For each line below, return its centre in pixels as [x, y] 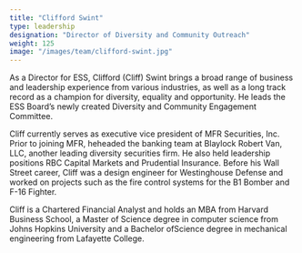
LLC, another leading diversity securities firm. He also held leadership [140, 153]
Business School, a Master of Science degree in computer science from [144, 219]
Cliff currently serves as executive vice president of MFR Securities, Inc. [145, 134]
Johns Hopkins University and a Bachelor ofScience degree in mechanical [149, 229]
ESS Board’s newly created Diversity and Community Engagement [133, 106]
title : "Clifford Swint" [56, 18]
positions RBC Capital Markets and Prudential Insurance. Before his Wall [145, 163]
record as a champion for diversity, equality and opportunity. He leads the [148, 97]
